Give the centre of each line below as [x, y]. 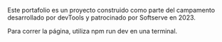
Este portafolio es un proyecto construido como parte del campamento [111, 10]
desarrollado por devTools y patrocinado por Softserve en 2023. [101, 17]
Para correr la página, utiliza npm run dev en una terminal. [92, 31]
